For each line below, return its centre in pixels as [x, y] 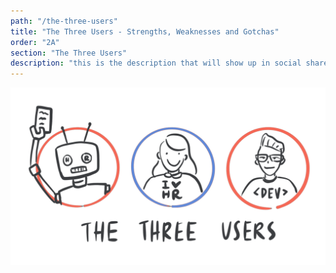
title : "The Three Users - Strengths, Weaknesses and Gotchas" [145, 31]
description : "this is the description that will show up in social [156, 63]
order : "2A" [35, 42]
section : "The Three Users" [69, 53]
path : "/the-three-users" [64, 21]
